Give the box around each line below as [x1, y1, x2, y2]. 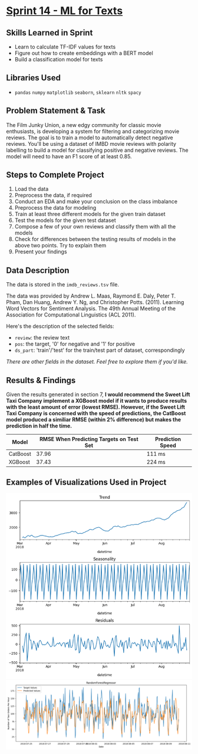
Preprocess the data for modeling [14, 204, 97, 211]
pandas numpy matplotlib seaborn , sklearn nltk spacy [14, 89, 141, 96]
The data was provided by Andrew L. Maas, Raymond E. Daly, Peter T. [6, 292, 176, 299]
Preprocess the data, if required [14, 192, 93, 199]
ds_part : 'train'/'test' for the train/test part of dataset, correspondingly [14, 347, 185, 354]
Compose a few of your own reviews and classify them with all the [14, 223, 176, 230]
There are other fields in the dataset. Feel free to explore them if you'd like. [6, 358, 189, 365]
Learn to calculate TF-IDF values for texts [14, 43, 116, 50]
